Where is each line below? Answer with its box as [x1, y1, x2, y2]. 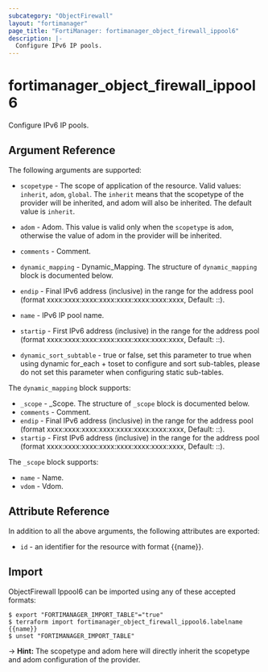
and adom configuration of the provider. [8, 654, 141, 664]
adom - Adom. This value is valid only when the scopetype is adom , [19, 222, 234, 232]
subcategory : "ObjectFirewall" [8, 11, 113, 20]
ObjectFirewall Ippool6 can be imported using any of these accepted [8, 586, 236, 596]
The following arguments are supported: [8, 165, 142, 174]
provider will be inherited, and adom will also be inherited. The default [19, 198, 252, 207]
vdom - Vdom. [19, 481, 64, 490]
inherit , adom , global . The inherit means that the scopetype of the [19, 189, 244, 198]
